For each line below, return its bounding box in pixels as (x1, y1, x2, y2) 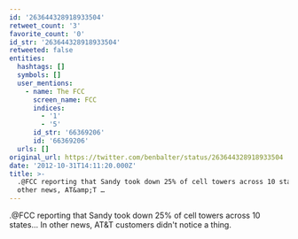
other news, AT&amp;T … (17, 186, 105, 195)
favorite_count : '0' (9, 29, 86, 38)
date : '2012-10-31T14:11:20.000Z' (9, 161, 137, 170)
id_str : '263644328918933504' (9, 37, 122, 47)
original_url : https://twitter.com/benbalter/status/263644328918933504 (9, 152, 284, 162)
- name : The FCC (25, 87, 86, 96)
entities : (9, 54, 46, 63)
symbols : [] (17, 71, 62, 80)
